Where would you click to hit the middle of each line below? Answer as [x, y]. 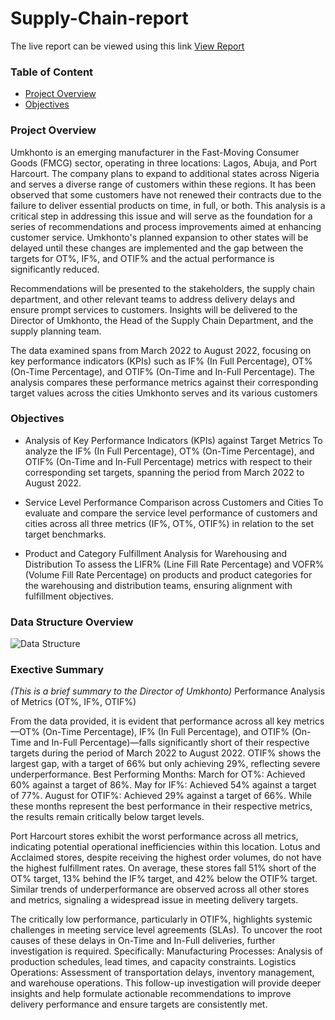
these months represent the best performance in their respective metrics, [161, 806]
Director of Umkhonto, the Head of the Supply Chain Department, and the [162, 320]
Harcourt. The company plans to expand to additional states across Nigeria [165, 173]
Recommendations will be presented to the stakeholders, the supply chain [163, 288]
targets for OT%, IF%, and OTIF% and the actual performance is [142, 258]
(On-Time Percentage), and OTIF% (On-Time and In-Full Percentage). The [162, 371]
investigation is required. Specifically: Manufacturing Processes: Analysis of [166, 951]
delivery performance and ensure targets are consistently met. [139, 1004]
